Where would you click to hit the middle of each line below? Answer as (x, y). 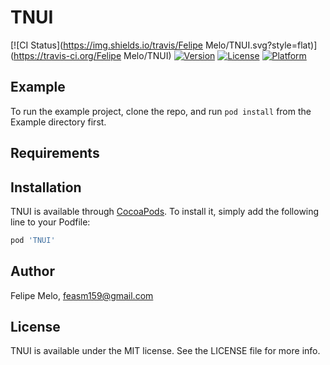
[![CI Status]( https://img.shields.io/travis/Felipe (106, 45)
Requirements (55, 153)
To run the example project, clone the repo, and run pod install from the (161, 111)
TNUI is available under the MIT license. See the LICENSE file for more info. (165, 351)
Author (32, 271)
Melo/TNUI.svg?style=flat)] (261, 45)
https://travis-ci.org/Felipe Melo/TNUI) (92, 55)
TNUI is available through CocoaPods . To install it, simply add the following (165, 211)
